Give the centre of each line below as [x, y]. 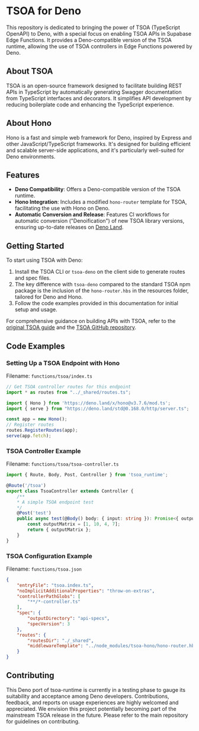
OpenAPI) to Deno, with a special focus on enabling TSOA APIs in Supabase [99, 33]
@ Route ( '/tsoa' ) [26, 486]
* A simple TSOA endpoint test [55, 502]
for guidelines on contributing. [43, 721]
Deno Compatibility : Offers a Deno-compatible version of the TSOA [97, 189]
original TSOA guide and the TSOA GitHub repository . [71, 327]
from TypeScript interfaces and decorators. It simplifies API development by [99, 98]
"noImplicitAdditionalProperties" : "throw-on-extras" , [86, 591]
